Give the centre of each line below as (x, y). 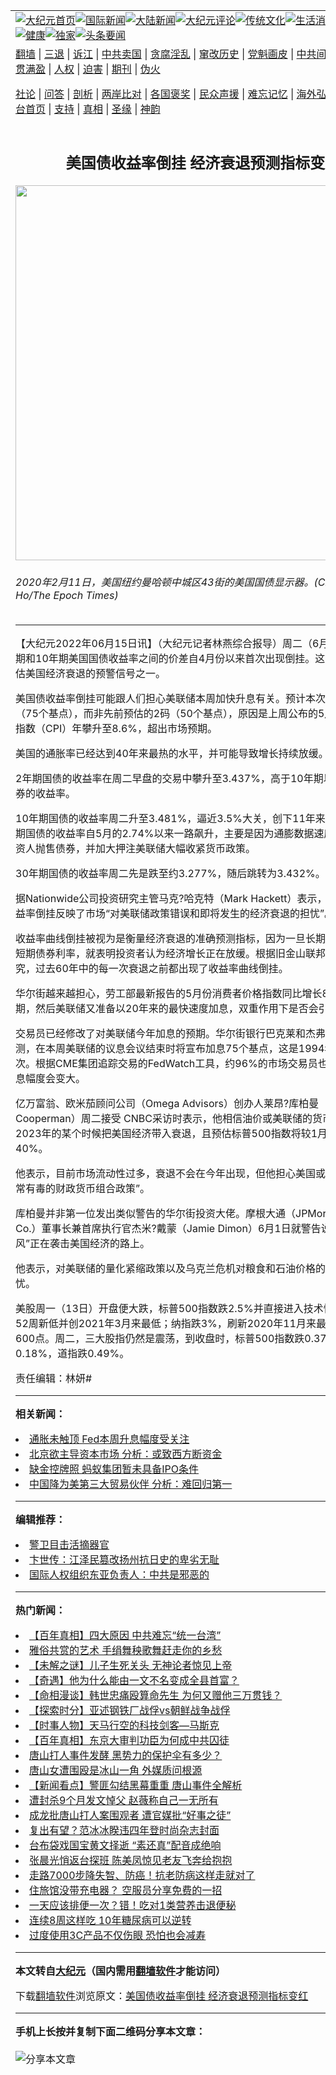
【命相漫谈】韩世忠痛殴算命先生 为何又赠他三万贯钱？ (156, 1696)
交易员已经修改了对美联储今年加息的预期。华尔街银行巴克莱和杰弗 (171, 1034)
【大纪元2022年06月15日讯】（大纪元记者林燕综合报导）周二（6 (167, 644)
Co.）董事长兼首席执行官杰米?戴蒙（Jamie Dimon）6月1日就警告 (168, 1229)
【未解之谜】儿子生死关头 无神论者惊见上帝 (131, 1666)
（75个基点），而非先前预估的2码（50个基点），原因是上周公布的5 (170, 714)
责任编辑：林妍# (54, 1379)
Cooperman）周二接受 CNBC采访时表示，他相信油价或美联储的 (164, 1119)
